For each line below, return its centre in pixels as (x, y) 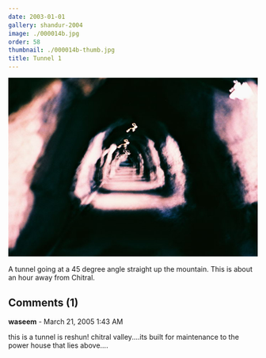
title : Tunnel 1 (35, 59)
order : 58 (25, 42)
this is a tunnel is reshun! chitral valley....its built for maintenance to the (124, 337)
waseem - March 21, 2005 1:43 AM (66, 322)
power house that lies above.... (58, 345)
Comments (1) (44, 302)
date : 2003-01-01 (37, 17)
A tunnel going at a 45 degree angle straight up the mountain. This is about (131, 269)
